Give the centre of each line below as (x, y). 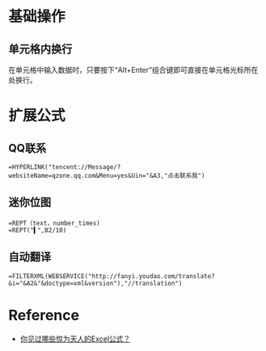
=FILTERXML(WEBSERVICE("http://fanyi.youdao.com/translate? (112, 276)
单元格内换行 (40, 49)
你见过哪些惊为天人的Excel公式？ (75, 338)
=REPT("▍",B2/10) (38, 230)
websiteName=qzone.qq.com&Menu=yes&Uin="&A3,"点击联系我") (107, 175)
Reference (44, 315)
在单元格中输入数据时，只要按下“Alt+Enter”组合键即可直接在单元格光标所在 (133, 70)
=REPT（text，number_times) (55, 223)
